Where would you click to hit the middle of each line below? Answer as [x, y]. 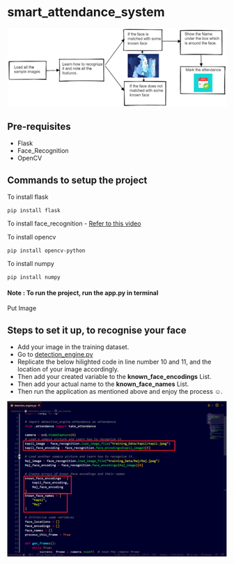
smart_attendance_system [86, 12]
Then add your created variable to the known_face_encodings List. [114, 377]
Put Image [22, 309]
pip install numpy [34, 277]
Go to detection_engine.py [55, 355]
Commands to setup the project [77, 180]
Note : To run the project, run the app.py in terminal [83, 292]
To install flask [28, 197]
